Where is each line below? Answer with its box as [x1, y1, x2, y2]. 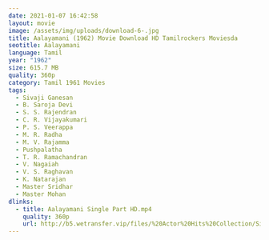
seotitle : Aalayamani [8, 42, 81, 50]
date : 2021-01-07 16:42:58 [8, 11, 98, 20]
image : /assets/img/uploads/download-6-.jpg [8, 26, 159, 34]
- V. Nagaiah [15, 161, 59, 169]
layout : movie [8, 19, 56, 27]
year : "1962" [8, 57, 52, 65]
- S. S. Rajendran [15, 109, 78, 117]
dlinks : [8, 198, 34, 206]
